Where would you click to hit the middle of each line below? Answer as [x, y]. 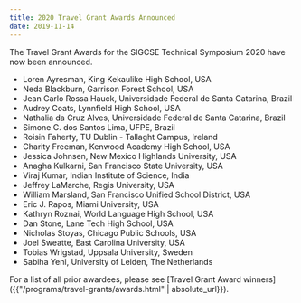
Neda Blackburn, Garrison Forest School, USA [108, 89]
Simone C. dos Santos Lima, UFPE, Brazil [99, 127]
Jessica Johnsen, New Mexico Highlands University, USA [129, 156]
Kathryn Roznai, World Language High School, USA [118, 213]
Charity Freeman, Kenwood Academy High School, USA [126, 147]
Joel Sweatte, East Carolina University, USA [103, 242]
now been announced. [51, 62]
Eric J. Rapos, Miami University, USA [91, 204]
